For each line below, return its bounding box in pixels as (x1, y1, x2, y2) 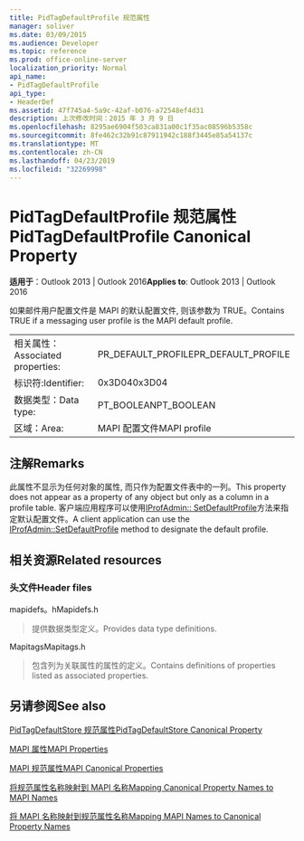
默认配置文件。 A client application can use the (16, 514, 190, 524)
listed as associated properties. (31, 670, 149, 681)
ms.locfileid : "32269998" (9, 165, 107, 174)
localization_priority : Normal (9, 64, 128, 73)
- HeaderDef (9, 97, 54, 107)
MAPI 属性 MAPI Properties (9, 743, 109, 754)
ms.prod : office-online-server (9, 55, 128, 64)
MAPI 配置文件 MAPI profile (97, 422, 212, 435)
